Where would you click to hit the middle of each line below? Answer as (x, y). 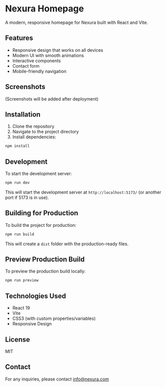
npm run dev (17, 183)
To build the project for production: (41, 225)
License (18, 339)
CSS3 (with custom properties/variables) (54, 318)
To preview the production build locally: (45, 271)
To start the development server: (39, 174)
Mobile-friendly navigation (39, 71)
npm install (17, 146)
